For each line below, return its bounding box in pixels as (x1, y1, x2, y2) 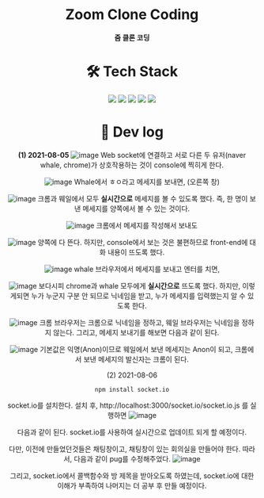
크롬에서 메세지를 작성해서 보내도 (96, 220, 198, 230)
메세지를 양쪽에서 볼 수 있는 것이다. (81, 204, 190, 213)
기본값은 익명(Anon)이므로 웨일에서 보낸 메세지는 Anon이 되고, (40, 344, 234, 354)
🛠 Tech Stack (85, 63, 179, 81)
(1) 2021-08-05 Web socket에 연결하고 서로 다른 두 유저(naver (17, 150, 247, 159)
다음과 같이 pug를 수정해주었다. (74, 454, 172, 463)
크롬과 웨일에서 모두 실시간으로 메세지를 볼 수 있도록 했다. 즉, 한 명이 (37, 193, 248, 203)
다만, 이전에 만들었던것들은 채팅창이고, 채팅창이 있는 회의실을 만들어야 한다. (8, 444, 241, 454)
